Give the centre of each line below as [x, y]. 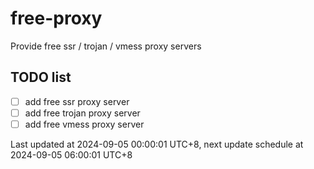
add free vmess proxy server [84, 124]
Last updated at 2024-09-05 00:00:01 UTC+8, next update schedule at [157, 144]
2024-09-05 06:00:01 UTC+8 [71, 154]
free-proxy [56, 18]
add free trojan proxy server [82, 113]
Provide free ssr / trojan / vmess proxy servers [106, 46]
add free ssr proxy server [77, 101]
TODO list [41, 77]
